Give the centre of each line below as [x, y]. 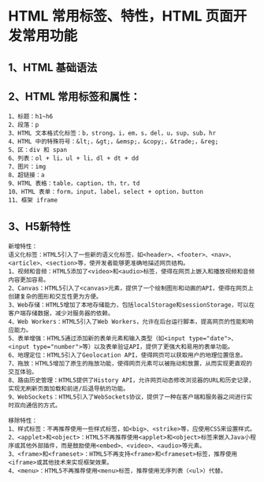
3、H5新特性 [39, 226]
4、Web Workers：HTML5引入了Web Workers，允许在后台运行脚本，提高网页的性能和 [128, 322]
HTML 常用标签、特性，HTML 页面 [121, 16]
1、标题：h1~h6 [31, 117]
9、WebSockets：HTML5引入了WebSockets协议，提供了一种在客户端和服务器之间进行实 [130, 397]
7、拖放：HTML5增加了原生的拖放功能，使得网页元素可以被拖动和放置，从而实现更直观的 [130, 364]
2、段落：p [24, 125]
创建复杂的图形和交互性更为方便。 [55, 297]
